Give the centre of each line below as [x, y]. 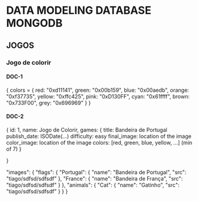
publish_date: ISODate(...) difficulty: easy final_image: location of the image [99, 136]
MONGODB [34, 23]
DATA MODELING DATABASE [79, 10]
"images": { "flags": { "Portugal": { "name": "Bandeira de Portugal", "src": [96, 172]
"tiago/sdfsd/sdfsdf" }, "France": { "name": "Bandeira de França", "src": [95, 178]
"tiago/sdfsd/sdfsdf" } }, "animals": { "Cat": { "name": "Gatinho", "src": [93, 185]
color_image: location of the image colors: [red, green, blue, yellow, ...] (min [99, 142]
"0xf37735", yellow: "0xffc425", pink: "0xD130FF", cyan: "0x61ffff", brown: [98, 96]
